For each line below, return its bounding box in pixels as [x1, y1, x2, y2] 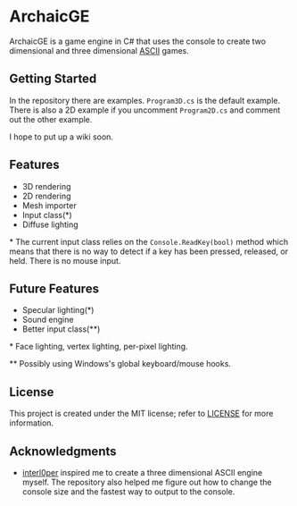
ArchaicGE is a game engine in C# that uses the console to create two [9, 36, 266, 46]
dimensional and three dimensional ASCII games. [9, 45, 190, 55]
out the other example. [9, 114, 93, 124]
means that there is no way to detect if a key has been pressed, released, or [9, 246, 289, 257]
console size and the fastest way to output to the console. [21, 486, 235, 497]
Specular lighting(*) [21, 305, 95, 316]
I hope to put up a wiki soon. [9, 131, 114, 142]
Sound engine [21, 315, 74, 325]
